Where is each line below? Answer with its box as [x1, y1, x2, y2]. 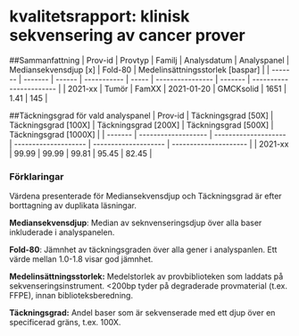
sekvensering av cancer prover [9, 25, 245, 46]
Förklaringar [9, 170, 64, 182]
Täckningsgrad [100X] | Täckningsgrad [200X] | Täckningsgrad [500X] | [9, 119, 274, 130]
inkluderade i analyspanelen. [9, 227, 115, 238]
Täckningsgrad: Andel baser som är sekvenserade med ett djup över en [9, 307, 276, 318]
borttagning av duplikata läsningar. [9, 200, 137, 211]
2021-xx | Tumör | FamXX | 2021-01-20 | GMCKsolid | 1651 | [67, 83, 287, 94]
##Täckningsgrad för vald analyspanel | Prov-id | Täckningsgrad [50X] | [9, 110, 274, 121]
